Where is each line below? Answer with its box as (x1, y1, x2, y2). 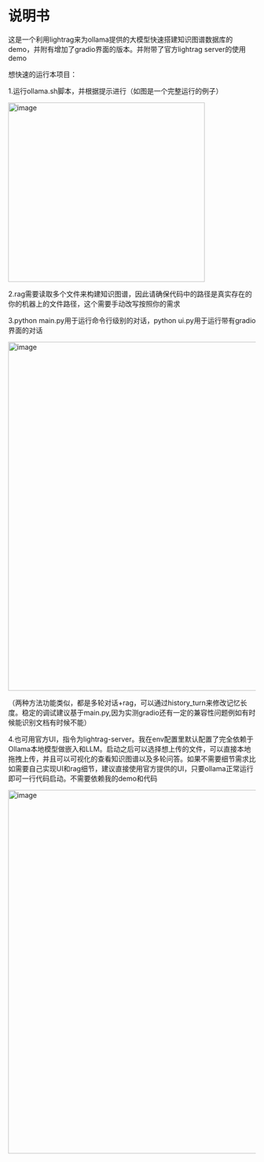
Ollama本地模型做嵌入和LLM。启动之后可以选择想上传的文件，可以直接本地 (8, 744, 251, 753)
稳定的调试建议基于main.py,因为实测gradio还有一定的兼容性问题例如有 (21, 708, 249, 717)
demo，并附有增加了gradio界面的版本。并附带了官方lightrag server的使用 (8, 44, 246, 53)
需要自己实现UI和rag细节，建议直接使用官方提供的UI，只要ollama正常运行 (14, 763, 254, 773)
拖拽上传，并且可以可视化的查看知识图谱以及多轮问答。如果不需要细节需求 (8, 754, 249, 763)
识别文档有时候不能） (21, 717, 91, 727)
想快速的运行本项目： (8, 69, 77, 79)
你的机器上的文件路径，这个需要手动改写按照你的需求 (8, 299, 181, 308)
